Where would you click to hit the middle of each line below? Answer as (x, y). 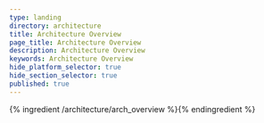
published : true (39, 84)
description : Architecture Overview (77, 51)
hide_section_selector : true (63, 76)
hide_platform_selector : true (66, 68)
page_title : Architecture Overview (75, 42)
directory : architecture (55, 26)
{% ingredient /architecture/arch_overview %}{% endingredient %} (132, 109)
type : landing (36, 17)
